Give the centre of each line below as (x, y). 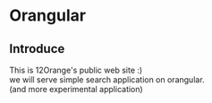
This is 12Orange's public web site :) (76, 70)
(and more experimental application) (76, 89)
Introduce (37, 49)
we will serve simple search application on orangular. (107, 80)
